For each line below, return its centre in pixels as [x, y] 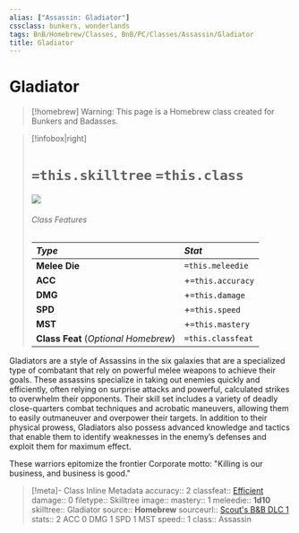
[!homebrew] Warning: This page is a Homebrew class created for [153, 112]
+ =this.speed [212, 310]
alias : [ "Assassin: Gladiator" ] [69, 17]
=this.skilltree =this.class [137, 176]
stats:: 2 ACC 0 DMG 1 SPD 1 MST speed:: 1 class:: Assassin [141, 520]
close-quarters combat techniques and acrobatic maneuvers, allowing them [149, 408]
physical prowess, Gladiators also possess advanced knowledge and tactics [150, 427]
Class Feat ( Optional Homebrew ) [106, 339]
